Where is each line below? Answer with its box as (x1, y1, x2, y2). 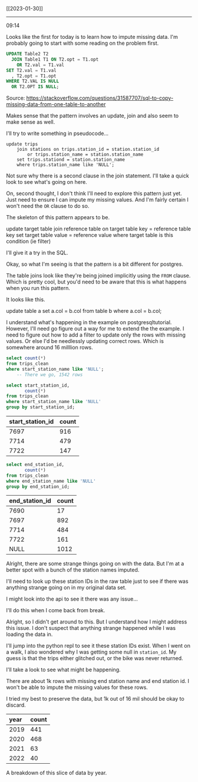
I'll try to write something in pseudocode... (6, 130, 109, 137)
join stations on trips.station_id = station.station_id (16, 147, 160, 153)
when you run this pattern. (6, 285, 71, 292)
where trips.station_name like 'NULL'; (16, 162, 115, 168)
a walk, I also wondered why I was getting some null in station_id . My (6, 648, 177, 656)
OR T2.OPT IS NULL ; (11, 84, 60, 90)
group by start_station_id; (6, 404, 75, 410)
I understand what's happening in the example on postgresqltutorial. (6, 319, 172, 326)
